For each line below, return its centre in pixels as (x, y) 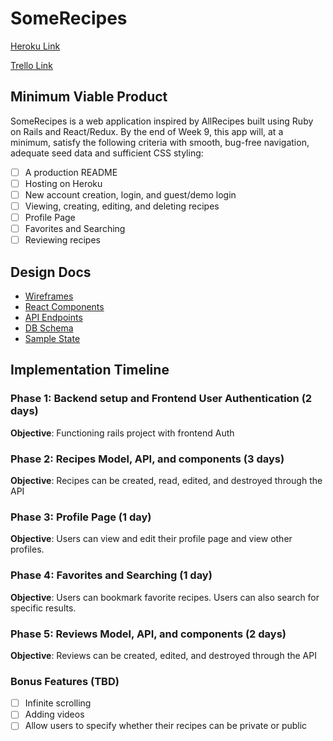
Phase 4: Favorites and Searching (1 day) (111, 575)
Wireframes (49, 296)
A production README (71, 172)
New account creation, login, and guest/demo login (130, 194)
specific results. (43, 608)
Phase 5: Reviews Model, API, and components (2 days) (148, 634)
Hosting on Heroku (63, 183)
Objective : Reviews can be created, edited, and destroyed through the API (163, 655)
